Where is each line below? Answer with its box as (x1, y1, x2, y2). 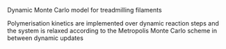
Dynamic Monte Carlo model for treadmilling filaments (7, 6, 162, 14)
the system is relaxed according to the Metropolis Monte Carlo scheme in (7, 27, 218, 35)
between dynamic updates (7, 34, 83, 42)
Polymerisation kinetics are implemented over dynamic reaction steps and (7, 19, 219, 27)
